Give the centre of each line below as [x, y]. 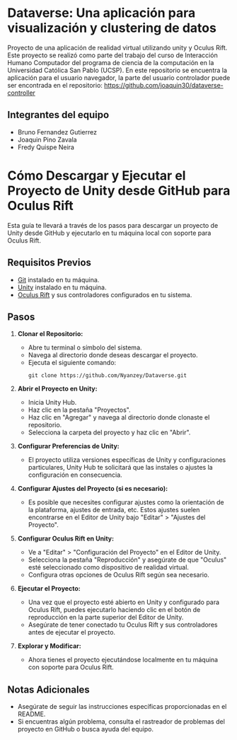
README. [31, 714]
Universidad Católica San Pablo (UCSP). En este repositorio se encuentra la [117, 70]
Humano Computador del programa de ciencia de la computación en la [111, 62]
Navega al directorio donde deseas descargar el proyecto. [113, 355]
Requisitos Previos [50, 263]
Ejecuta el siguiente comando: [72, 363]
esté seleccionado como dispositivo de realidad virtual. [109, 567]
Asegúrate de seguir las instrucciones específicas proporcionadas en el [122, 707]
